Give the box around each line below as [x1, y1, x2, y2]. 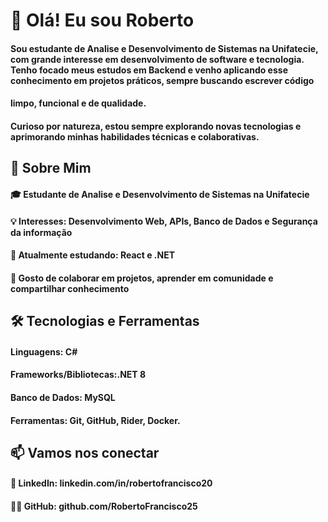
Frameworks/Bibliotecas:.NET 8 [10, 369, 147, 381]
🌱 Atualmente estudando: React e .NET [10, 249, 176, 261]
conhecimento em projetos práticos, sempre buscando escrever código [10, 74, 315, 86]
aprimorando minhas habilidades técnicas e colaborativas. [10, 130, 260, 143]
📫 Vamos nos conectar [10, 444, 160, 461]
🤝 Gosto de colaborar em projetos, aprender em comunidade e [10, 272, 274, 284]
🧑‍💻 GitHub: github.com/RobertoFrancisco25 [10, 500, 198, 513]
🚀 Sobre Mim [10, 160, 92, 177]
